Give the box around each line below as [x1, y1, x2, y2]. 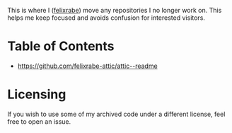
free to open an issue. [7, 117, 71, 126]
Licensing [7, 86, 66, 103]
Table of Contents [7, 38, 115, 54]
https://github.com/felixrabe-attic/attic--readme [17, 62, 158, 70]
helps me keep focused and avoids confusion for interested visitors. [7, 13, 205, 22]
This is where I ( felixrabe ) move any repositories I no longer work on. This [7, 6, 222, 14]
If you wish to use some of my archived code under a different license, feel [7, 110, 226, 118]
